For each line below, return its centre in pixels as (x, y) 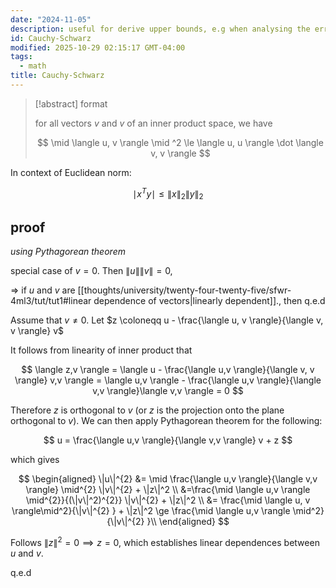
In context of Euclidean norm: (71, 172)
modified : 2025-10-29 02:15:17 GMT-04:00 (98, 47)
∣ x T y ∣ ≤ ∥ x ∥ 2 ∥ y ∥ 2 (168, 194)
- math (33, 66)
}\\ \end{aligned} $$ (188, 522)
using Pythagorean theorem (68, 252)
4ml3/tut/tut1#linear (51, 301)
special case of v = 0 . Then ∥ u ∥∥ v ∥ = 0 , (91, 271)
